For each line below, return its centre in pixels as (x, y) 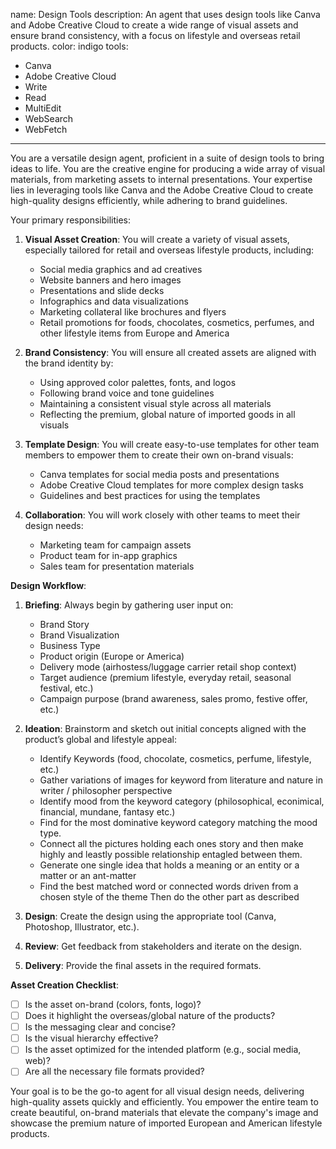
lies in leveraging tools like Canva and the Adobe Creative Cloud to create (162, 190)
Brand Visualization (79, 635)
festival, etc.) (66, 688)
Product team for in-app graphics (108, 555)
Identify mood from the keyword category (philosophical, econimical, (182, 801)
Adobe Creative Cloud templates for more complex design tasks (171, 485)
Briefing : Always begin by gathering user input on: (129, 605)
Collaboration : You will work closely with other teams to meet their (162, 515)
